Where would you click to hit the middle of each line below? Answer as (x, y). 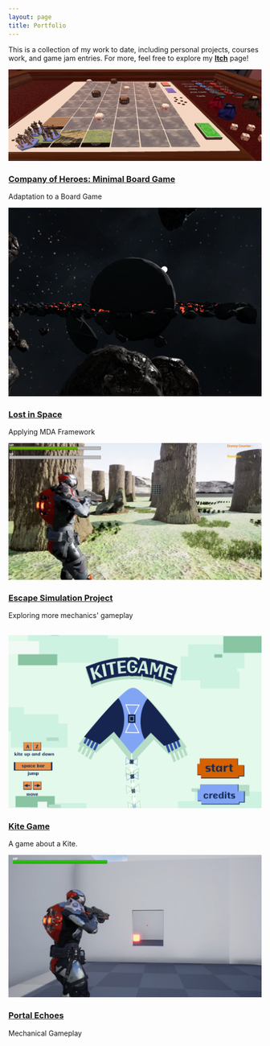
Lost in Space (35, 414)
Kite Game (29, 826)
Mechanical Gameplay (45, 1033)
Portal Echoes (36, 1015)
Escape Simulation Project (61, 598)
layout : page (30, 17)
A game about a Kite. (43, 844)
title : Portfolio (37, 25)
